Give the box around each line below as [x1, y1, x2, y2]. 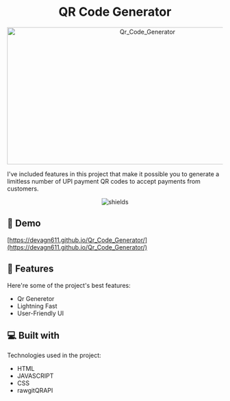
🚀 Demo [7, 217, 41, 230]
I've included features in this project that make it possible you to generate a [7, 169, 220, 178]
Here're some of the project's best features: [7, 281, 131, 289]
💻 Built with [7, 330, 60, 341]
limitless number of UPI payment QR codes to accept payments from [7, 177, 201, 185]
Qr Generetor [16, 294, 55, 302]
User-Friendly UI [16, 309, 64, 317]
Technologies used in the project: [7, 351, 101, 360]
